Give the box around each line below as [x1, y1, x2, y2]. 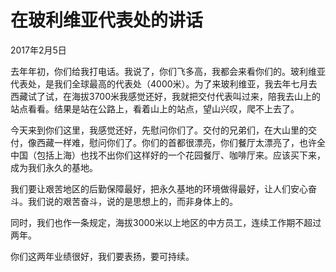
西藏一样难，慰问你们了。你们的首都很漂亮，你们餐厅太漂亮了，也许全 [36, 136, 326, 148]
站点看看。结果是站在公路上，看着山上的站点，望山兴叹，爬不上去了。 [10, 102, 300, 115]
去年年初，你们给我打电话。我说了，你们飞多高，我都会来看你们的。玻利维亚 [10, 65, 326, 77]
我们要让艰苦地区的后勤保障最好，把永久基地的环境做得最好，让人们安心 [10, 182, 308, 195]
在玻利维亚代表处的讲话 [10, 9, 204, 32]
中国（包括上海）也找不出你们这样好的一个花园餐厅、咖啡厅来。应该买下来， [10, 149, 326, 161]
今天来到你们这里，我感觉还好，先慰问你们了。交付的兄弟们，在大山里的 [10, 124, 308, 136]
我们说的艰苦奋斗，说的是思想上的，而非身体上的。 [27, 195, 238, 207]
